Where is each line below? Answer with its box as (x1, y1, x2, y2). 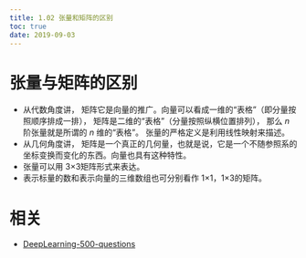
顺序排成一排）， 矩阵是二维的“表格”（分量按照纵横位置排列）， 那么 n (30, 116, 290, 127)
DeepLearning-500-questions (22, 239, 136, 250)
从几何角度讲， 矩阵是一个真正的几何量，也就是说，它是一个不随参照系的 (22, 139, 298, 150)
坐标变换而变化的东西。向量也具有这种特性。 (22, 150, 192, 160)
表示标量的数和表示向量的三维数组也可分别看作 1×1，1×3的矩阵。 (22, 172, 267, 183)
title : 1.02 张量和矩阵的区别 (9, 13, 114, 23)
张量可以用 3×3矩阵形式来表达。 (22, 161, 145, 172)
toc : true (9, 22, 47, 31)
